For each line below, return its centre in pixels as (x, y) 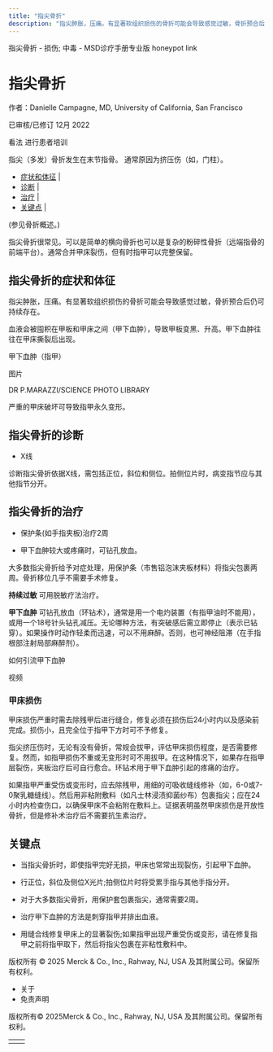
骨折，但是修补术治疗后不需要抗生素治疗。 (80, 816)
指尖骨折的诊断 (46, 435)
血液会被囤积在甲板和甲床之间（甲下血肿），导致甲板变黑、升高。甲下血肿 (131, 329)
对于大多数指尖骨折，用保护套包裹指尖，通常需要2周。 (111, 899)
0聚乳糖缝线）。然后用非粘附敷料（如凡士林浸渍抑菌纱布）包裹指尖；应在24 (134, 796)
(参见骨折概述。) (35, 225)
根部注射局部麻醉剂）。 (46, 642)
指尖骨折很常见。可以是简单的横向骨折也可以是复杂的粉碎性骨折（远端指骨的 (136, 242)
